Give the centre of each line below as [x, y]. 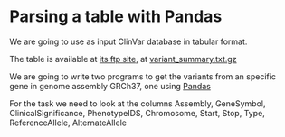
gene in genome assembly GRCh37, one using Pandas [110, 86]
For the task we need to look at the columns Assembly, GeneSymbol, [138, 103]
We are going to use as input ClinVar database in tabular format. [128, 41]
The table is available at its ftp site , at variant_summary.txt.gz [123, 59]
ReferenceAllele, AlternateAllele [68, 123]
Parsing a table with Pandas [116, 17]
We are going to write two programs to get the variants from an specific [142, 76]
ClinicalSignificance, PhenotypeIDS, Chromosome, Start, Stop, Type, [137, 113]
